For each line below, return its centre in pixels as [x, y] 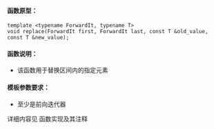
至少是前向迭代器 [41, 104]
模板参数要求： [28, 87]
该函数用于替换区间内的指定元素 [62, 70]
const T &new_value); [38, 38]
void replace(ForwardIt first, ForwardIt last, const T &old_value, [108, 32]
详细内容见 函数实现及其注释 [47, 119]
